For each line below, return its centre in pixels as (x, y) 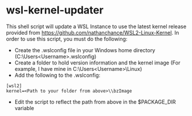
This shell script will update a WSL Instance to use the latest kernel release (96, 26)
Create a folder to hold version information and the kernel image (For (97, 63)
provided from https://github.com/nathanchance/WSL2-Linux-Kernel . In (93, 32)
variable (24, 108)
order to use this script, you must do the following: (67, 39)
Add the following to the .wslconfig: (57, 75)
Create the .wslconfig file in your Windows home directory (85, 50)
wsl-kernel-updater (55, 10)
